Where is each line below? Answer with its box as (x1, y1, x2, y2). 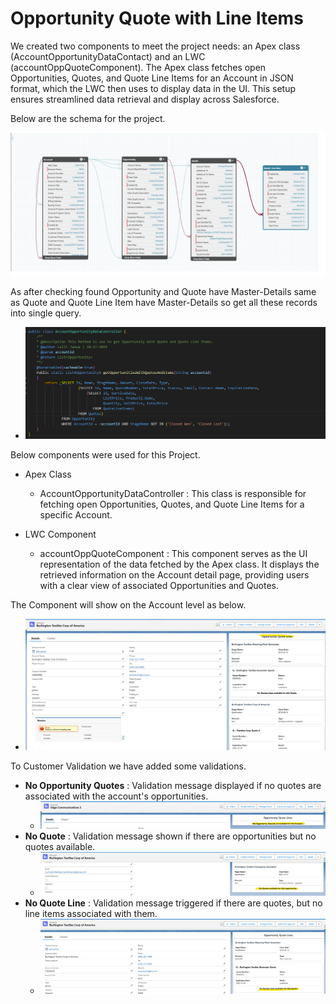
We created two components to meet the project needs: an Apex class (10, 40, 301, 52)
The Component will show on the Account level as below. (10, 598, 247, 611)
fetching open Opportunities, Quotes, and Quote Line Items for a (39, 498, 305, 510)
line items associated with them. (24, 907, 158, 919)
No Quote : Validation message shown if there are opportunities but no (24, 830, 317, 842)
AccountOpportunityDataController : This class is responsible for (39, 487, 307, 499)
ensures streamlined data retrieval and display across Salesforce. (10, 93, 280, 105)
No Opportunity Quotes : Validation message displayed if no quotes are (24, 779, 322, 791)
